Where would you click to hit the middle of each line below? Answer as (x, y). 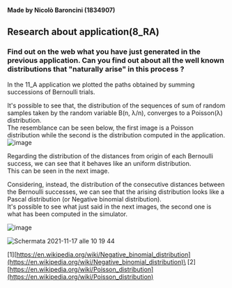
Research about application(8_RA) (84, 32)
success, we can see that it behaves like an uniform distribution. (99, 163)
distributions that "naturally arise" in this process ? (96, 69)
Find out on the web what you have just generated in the (104, 52)
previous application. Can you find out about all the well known (116, 61)
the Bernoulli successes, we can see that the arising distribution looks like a (116, 192)
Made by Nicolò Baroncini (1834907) (61, 10)
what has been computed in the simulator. (67, 214)
